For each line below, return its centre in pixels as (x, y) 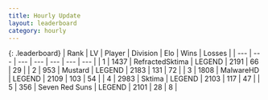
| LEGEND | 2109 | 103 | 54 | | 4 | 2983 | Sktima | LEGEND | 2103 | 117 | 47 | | (134, 79)
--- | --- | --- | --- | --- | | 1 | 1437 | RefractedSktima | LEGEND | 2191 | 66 (138, 62)
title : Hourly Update (45, 16)
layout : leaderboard (43, 23)
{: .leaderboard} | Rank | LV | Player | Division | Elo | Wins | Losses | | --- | (130, 54)
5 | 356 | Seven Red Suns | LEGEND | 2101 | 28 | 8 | (93, 87)
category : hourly (37, 30)
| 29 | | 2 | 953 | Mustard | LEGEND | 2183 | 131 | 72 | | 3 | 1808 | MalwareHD (134, 70)
